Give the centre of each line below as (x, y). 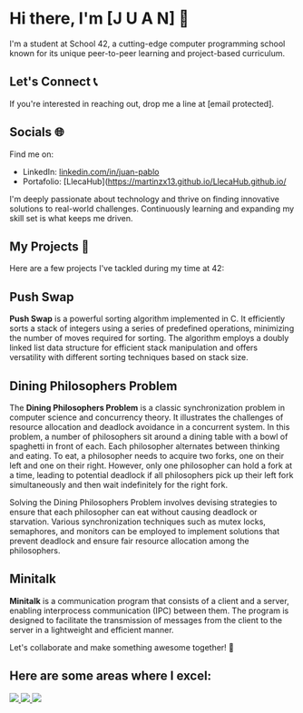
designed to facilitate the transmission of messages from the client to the (146, 620)
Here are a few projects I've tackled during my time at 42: (117, 269)
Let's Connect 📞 (54, 82)
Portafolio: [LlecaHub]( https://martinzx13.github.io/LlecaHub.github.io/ (154, 181)
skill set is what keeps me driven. (71, 218)
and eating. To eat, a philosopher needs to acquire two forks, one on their (147, 456)
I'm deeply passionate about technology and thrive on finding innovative (144, 199)
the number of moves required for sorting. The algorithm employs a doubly (149, 338)
